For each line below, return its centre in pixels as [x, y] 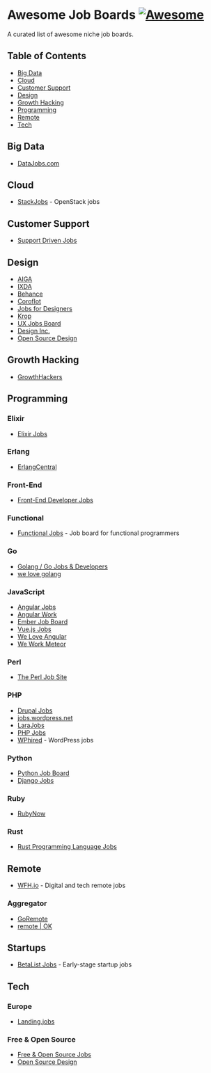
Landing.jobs [36, 1022]
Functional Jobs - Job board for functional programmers [98, 533]
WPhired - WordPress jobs [55, 740]
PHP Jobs [32, 732]
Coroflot [29, 301]
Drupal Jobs [35, 710]
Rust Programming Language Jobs [67, 847]
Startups [27, 947]
